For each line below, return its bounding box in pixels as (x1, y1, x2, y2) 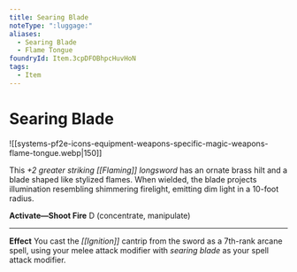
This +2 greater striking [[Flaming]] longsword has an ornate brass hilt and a (9, 165, 288, 175)
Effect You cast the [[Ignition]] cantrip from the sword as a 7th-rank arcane (9, 236, 283, 246)
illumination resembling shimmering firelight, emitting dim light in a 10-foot (9, 183, 279, 194)
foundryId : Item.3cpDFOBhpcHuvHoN (9, 54, 137, 63)
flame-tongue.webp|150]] (9, 147, 103, 158)
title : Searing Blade (9, 12, 89, 22)
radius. (9, 192, 34, 204)
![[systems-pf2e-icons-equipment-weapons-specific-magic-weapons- (9, 138, 269, 149)
